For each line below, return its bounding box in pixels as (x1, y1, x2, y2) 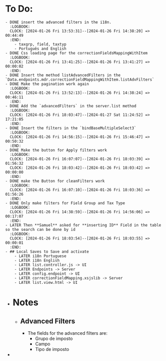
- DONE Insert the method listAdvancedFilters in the (5, 73, 121, 78)
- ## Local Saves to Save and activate (5, 249, 89, 254)
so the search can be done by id (5, 227, 76, 232)
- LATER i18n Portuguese (14, 253, 67, 259)
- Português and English (14, 46, 67, 51)
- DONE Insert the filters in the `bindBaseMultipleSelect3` (5, 126, 137, 131)
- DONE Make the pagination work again (5, 81, 89, 86)
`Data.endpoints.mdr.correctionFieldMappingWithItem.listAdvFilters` (5, 77, 155, 82)
